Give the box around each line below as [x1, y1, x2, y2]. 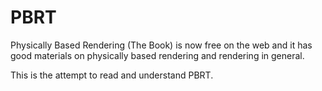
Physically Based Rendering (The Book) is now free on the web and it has [10, 39, 313, 51]
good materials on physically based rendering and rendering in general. [10, 49, 305, 61]
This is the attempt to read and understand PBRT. [10, 69, 214, 81]
